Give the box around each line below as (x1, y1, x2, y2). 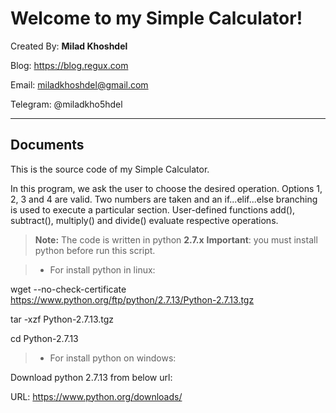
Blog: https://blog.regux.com (10, 59, 129, 71)
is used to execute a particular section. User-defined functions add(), (10, 203, 296, 216)
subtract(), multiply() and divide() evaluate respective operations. (10, 214, 279, 226)
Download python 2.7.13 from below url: (10, 371, 173, 383)
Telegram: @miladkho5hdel (10, 98, 123, 110)
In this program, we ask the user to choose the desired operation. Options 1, (10, 182, 323, 194)
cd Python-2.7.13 (10, 332, 79, 344)
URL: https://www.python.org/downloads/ (10, 390, 183, 402)
